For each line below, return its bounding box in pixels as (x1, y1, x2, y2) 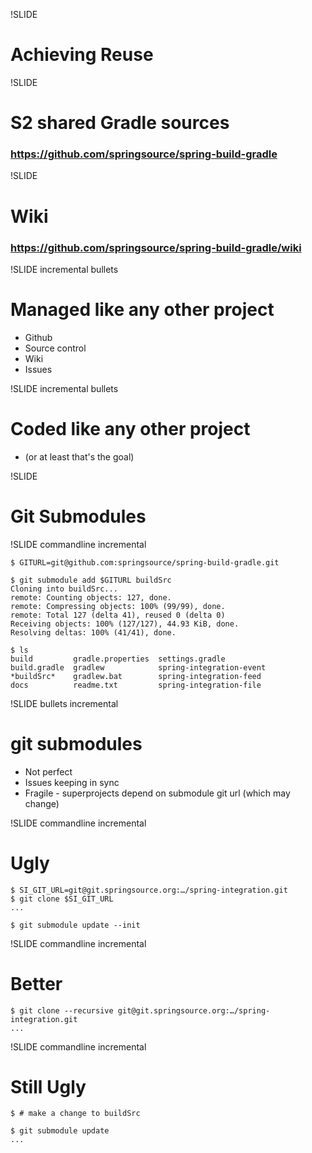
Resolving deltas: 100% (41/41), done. (10, 627, 177, 638)
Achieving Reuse (10, 44, 154, 66)
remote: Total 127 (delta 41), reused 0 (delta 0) (10, 610, 226, 620)
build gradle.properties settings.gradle (10, 654, 226, 664)
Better (10, 972, 63, 995)
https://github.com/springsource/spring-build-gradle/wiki (10, 240, 302, 254)
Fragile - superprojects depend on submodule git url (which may (24, 787, 291, 799)
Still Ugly (10, 1075, 87, 1098)
